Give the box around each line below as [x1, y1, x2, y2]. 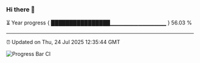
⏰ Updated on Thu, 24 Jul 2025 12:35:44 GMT [6, 39, 121, 46]
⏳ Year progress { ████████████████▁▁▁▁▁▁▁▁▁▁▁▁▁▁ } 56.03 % [6, 19, 192, 26]
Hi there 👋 [6, 5, 36, 14]
